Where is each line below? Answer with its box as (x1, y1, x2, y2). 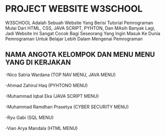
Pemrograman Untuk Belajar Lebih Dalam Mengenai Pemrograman (5, 36, 143, 42)
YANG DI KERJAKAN (5, 58, 71, 67)
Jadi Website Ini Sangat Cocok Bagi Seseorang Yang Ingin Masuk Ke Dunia (5, 30, 160, 36)
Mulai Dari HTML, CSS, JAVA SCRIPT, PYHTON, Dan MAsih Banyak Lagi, (5, 25, 155, 31)
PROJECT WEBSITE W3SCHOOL (5, 3, 143, 15)
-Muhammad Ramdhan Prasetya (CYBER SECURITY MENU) (5, 104, 129, 110)
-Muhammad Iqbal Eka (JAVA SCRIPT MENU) (5, 93, 99, 99)
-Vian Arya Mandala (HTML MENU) (5, 125, 78, 131)
